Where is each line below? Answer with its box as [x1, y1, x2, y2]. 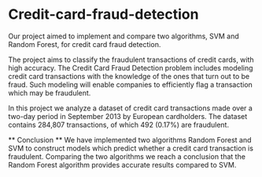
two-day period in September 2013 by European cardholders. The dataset [8, 111, 248, 121]
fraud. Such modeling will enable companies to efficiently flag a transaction [8, 80, 253, 89]
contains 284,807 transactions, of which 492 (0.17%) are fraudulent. [8, 120, 230, 129]
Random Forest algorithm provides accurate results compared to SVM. [8, 160, 237, 169]
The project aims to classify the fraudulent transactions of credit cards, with [8, 55, 254, 64]
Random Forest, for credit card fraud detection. [8, 39, 161, 49]
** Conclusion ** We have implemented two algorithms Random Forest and [8, 135, 252, 144]
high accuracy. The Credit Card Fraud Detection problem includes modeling [8, 63, 253, 72]
